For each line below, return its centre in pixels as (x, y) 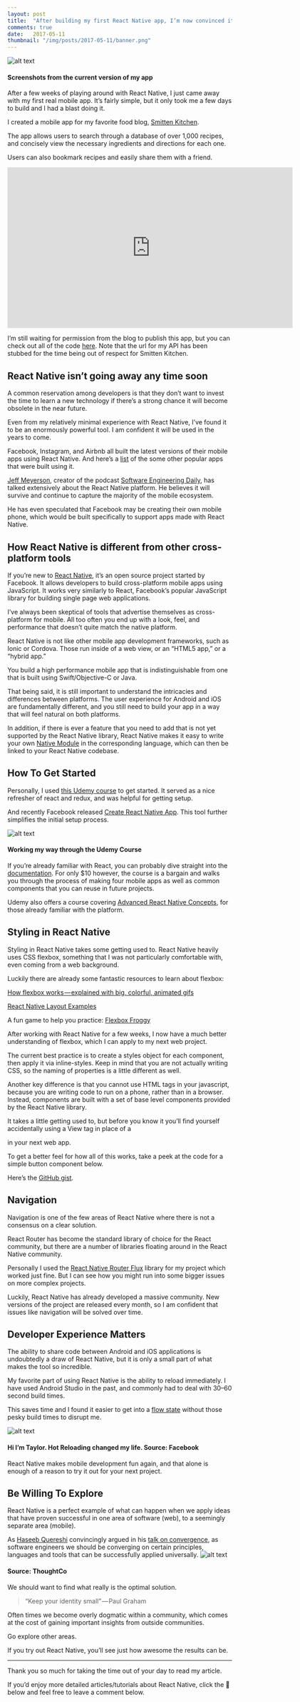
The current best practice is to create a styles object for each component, (116, 1055)
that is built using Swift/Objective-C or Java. (72, 677)
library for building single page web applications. (79, 598)
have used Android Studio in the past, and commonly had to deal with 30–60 (120, 1388)
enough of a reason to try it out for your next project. (85, 1471)
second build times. (36, 1396)
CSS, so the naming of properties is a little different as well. (94, 1070)
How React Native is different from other (99, 547)
